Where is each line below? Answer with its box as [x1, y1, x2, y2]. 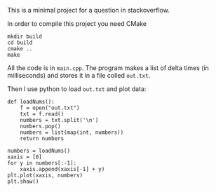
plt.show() [7, 178, 39, 185]
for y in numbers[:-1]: [7, 160, 77, 167]
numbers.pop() [20, 123, 61, 130]
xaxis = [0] [7, 153, 42, 160]
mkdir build [7, 33, 42, 40]
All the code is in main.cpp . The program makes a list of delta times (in [7, 64, 209, 72]
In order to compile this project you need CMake [7, 20, 147, 27]
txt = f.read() [20, 111, 65, 118]
